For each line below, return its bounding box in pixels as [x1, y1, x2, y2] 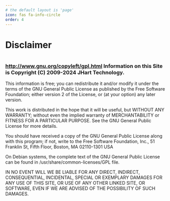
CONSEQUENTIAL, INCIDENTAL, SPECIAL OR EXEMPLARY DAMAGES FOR [5, 174, 163, 181]
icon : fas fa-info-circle [5, 12, 60, 17]
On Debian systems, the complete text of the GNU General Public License [5, 154, 160, 160]
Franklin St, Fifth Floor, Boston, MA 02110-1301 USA [5, 144, 113, 150]
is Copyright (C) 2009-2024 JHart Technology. [5, 69, 125, 76]
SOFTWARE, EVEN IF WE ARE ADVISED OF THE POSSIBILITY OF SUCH [5, 185, 156, 192]
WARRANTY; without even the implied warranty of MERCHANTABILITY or [5, 112, 160, 118]
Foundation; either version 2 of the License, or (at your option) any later [5, 92, 156, 98]
